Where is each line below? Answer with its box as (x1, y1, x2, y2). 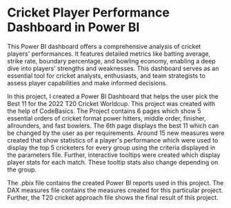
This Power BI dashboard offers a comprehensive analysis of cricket (7, 42, 201, 50)
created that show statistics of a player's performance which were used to (7, 136, 219, 144)
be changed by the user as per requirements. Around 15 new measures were (7, 129, 225, 137)
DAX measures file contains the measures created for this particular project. (7, 186, 223, 194)
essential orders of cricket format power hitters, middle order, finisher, (7, 114, 207, 122)
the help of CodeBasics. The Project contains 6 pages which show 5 (7, 107, 201, 115)
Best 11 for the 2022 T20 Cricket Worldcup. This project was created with (7, 99, 216, 107)
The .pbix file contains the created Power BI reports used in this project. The (7, 178, 224, 187)
